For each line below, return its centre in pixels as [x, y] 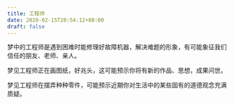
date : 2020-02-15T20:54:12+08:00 [56, 20]
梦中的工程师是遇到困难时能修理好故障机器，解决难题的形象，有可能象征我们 [117, 47]
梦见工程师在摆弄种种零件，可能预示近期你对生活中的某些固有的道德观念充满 [117, 85]
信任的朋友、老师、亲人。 [44, 55]
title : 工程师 [26, 14]
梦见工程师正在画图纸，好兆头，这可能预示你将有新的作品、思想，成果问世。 [117, 71]
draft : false [26, 26]
